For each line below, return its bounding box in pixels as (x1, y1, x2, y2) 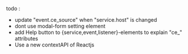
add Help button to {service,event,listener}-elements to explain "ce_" (14, 29, 183, 36)
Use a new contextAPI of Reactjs (14, 41, 94, 48)
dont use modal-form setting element (14, 23, 105, 29)
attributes (14, 35, 38, 42)
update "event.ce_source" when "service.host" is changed (14, 16, 157, 23)
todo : (6, 5, 21, 12)
